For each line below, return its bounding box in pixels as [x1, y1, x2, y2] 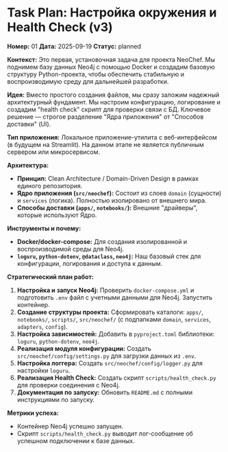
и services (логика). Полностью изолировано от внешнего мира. [16, 196, 207, 204]
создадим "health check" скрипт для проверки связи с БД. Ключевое [7, 105, 211, 113]
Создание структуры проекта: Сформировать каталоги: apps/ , [16, 308, 204, 316]
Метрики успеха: [7, 409, 60, 417]
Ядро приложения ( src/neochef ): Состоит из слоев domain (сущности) [16, 189, 222, 197]
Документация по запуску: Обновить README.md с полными [16, 388, 193, 396]
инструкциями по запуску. [16, 395, 95, 403]
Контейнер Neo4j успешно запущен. [16, 422, 124, 430]
